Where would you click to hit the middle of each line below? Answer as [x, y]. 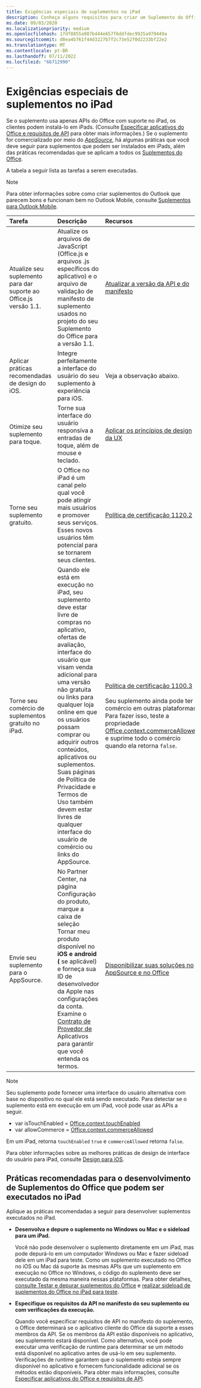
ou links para [75, 697]
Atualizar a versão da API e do [147, 284]
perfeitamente [77, 361]
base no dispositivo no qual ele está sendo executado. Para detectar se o [97, 1099]
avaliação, [71, 645]
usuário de [72, 839]
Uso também [75, 802]
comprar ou [74, 734]
